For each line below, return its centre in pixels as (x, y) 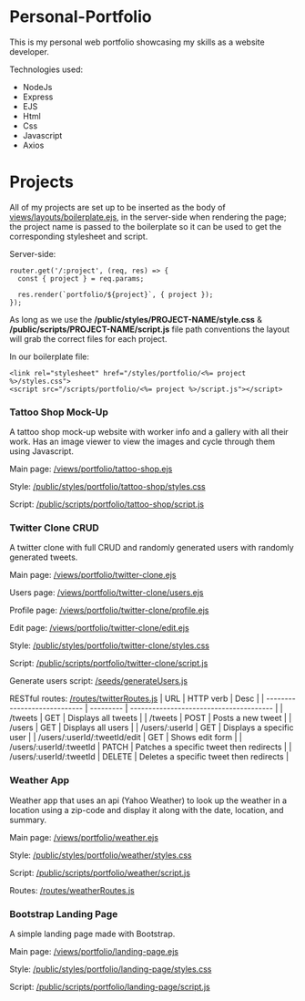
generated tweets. (44, 557)
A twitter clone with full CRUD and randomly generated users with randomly (152, 548)
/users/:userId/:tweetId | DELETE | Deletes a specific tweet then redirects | (149, 757)
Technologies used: (46, 69)
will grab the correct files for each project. (88, 338)
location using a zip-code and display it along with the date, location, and (147, 810)
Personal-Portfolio (81, 17)
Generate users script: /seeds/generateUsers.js (99, 681)
